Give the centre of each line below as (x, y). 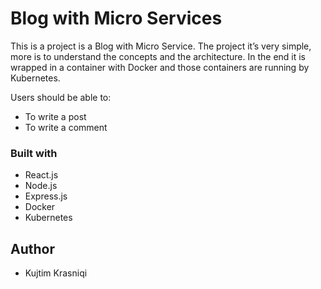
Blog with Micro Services (116, 18)
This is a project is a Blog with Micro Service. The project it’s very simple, (161, 46)
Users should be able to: (61, 97)
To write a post (55, 116)
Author (32, 248)
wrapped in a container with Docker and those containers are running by (160, 67)
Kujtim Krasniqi (56, 273)
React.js (41, 175)
